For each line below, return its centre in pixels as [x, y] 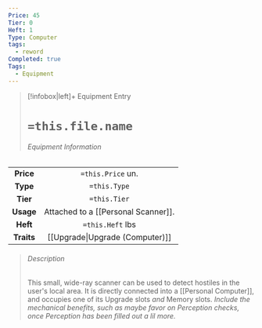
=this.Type [109, 186]
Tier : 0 [21, 23]
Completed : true [34, 60]
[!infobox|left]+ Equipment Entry [79, 96]
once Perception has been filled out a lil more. [101, 316]
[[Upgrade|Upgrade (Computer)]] [109, 238]
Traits [24, 238]
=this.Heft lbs [109, 224]
